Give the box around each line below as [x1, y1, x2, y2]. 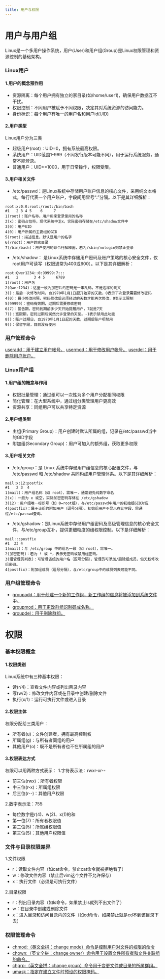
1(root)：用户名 [5, 280, 35, 285]
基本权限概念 [5, 648, 36, 655]
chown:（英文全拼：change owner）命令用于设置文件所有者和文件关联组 [12, 950, 160, 956]
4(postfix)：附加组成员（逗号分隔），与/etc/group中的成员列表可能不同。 [5, 567, 139, 572]
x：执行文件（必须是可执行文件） [12, 879, 80, 885]
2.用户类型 [5, 123, 27, 129]
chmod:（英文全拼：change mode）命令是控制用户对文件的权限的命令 [12, 944, 155, 950]
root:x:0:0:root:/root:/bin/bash [5, 204, 74, 209]
